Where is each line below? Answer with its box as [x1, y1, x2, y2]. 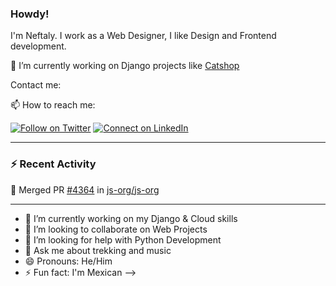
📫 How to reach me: [10, 99, 96, 111]
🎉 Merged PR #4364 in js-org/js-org [10, 183, 160, 196]
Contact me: [10, 79, 62, 91]
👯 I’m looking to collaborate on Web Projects [24, 223, 208, 235]
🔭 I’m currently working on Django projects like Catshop [10, 60, 240, 72]
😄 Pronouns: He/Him [24, 255, 113, 267]
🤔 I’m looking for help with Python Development [24, 233, 222, 246]
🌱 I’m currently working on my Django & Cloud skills [24, 212, 238, 224]
